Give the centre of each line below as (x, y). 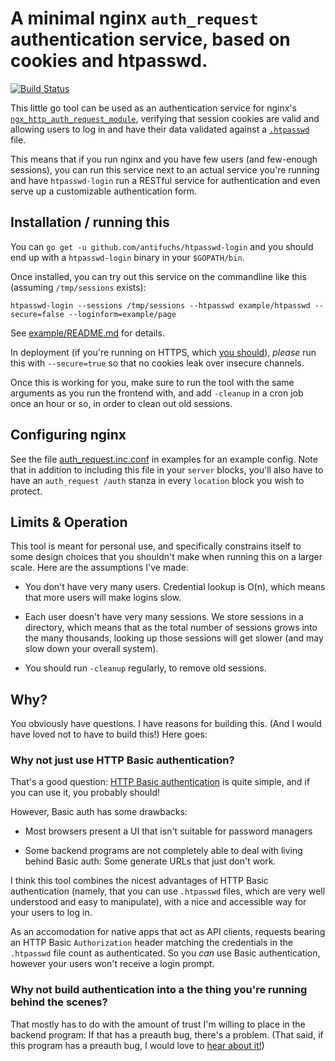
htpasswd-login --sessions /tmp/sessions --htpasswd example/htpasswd (160, 305)
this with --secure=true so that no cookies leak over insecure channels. (157, 363)
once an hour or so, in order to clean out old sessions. (121, 403)
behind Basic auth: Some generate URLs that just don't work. (150, 861)
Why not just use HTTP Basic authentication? (122, 760)
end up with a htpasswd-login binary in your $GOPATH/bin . (127, 257)
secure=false (37, 314)
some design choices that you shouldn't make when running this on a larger (166, 557)
